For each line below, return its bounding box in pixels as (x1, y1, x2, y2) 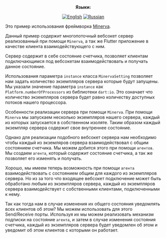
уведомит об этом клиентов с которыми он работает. (5, 227, 119, 233)
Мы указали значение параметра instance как (5, 84, 104, 90)
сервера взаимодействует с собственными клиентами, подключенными (5, 186, 160, 192)
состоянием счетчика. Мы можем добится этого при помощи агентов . (5, 145, 154, 150)
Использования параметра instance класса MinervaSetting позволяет (5, 73, 153, 79)
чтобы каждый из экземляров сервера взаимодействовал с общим (5, 140, 149, 145)
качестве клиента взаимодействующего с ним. (5, 44, 106, 49)
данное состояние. (5, 64, 46, 69)
